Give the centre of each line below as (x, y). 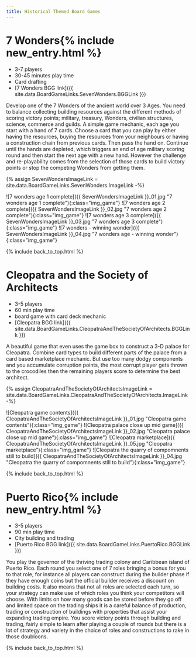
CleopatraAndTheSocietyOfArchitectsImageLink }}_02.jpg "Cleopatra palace (98, 431)
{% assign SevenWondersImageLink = (52, 179)
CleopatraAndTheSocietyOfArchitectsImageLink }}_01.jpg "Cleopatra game (96, 419)
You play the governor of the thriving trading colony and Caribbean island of (98, 562)
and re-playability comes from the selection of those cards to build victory (96, 161)
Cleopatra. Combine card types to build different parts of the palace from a (97, 353)
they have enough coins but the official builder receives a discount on (90, 581)
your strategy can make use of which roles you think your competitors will (95, 593)
